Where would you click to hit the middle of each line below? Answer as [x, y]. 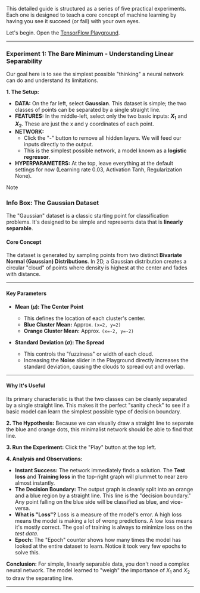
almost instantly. [35, 483]
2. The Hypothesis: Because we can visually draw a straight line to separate [100, 423]
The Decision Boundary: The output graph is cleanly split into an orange [104, 489]
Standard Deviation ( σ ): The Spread [60, 342]
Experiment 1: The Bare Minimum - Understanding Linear [90, 54]
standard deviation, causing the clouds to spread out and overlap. [104, 366]
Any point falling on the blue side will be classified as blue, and [92, 501]
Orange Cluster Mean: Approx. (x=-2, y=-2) [79, 331]
